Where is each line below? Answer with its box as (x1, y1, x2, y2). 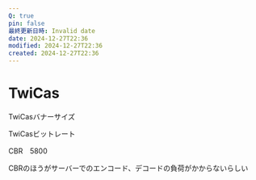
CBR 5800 (8, 146, 48, 156)
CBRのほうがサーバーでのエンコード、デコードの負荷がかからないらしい (8, 163, 249, 173)
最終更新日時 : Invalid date (8, 27, 95, 35)
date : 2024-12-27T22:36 (8, 34, 89, 43)
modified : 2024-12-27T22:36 (8, 42, 103, 50)
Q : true (8, 11, 35, 20)
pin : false (8, 19, 45, 27)
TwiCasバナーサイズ (8, 111, 75, 121)
